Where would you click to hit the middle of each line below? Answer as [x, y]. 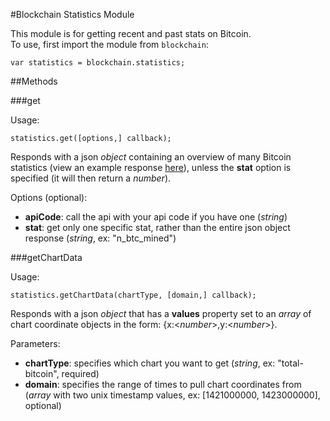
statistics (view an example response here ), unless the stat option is [151, 167]
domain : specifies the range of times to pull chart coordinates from [163, 384]
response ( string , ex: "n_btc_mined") [100, 238]
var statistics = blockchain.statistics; [98, 63]
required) [80, 373]
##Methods [34, 81]
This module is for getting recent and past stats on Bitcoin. [131, 33]
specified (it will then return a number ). [91, 178]
